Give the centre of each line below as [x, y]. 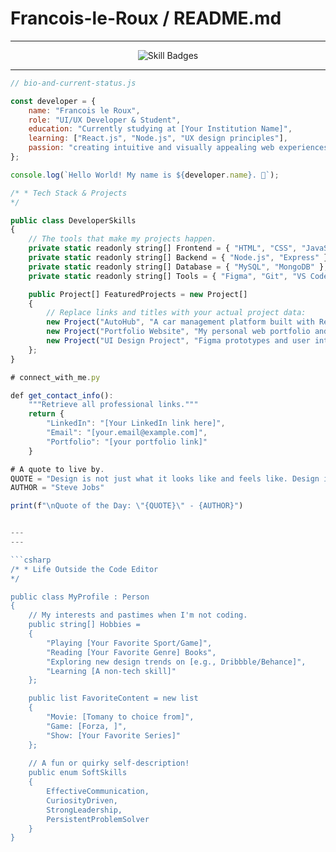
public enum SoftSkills [78, 773]
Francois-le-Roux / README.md [146, 18]
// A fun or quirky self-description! [109, 763]
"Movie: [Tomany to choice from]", [120, 717]
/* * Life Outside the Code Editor [84, 569]
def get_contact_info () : [62, 395]
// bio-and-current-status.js [73, 83]
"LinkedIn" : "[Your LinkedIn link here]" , [136, 423]
